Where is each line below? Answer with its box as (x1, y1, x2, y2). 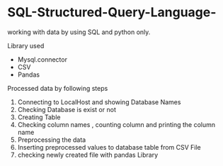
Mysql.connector (17, 55, 67, 64)
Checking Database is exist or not (17, 105, 117, 114)
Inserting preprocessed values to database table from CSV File (17, 143, 202, 151)
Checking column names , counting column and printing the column (17, 120, 216, 128)
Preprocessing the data (17, 135, 86, 144)
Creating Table (17, 113, 61, 121)
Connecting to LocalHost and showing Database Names (17, 97, 181, 106)
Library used (7, 41, 45, 50)
